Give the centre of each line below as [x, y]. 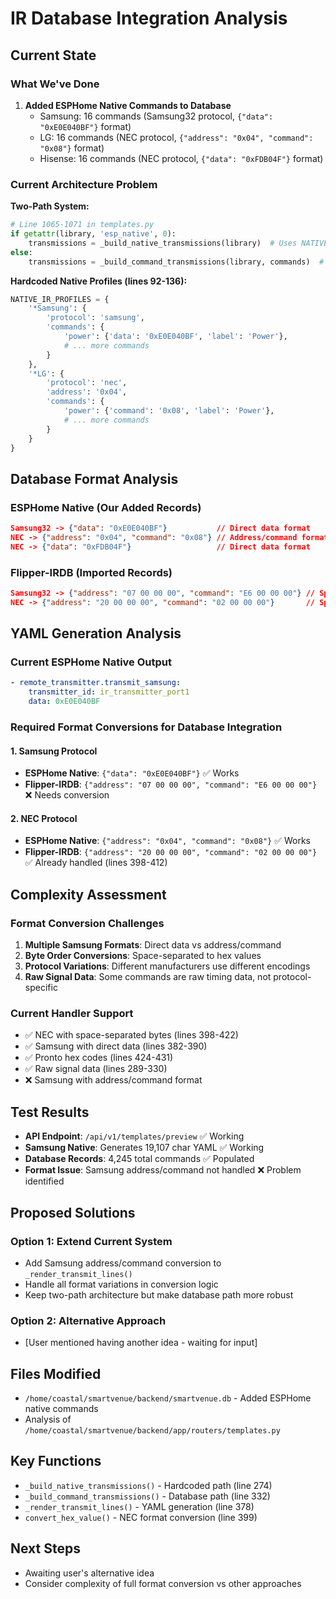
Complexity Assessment [88, 894]
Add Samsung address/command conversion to [123, 1263]
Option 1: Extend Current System [91, 1241]
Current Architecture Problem [84, 184]
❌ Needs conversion [67, 795]
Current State [53, 55]
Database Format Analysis [94, 478]
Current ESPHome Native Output [91, 662]
